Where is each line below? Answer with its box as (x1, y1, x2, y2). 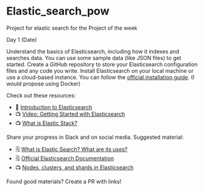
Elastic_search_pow (6, 4, 110, 18)
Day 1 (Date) (6, 36, 37, 43)
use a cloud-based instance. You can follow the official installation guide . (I (6, 73, 195, 81)
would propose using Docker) (6, 80, 81, 87)
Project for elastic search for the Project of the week (6, 24, 138, 32)
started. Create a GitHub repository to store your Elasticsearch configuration (6, 61, 198, 68)
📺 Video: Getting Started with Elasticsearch (15, 110, 125, 118)
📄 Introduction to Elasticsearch (15, 103, 93, 110)
